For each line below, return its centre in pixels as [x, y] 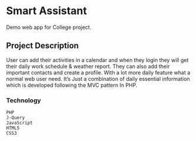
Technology [24, 100]
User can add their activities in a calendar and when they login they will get [97, 60]
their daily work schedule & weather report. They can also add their [88, 66]
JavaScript [19, 123]
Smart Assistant [47, 11]
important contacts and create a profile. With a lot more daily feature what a [98, 73]
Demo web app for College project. [49, 27]
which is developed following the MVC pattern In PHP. [72, 85]
